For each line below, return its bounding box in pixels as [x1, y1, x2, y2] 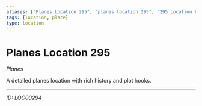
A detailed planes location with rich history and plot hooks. [6, 77, 151, 84]
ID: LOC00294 [6, 94, 42, 102]
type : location [6, 20, 44, 26]
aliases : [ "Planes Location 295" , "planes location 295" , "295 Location [6, 8, 192, 15]
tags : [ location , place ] [6, 14, 69, 20]
